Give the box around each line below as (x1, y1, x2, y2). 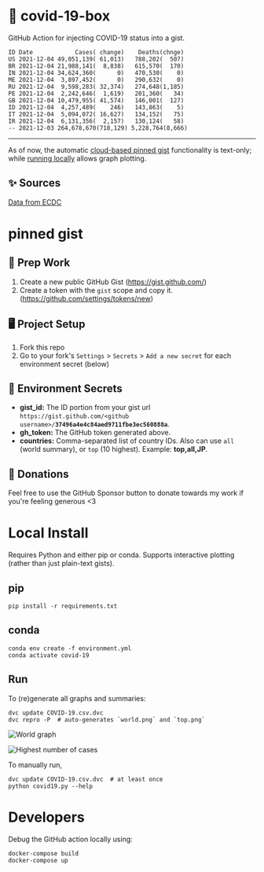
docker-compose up (8, 856, 68, 864)
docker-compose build (8, 849, 79, 857)
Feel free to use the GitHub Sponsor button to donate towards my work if (8, 488, 244, 498)
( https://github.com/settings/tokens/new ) (19, 294, 154, 303)
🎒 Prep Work (8, 256, 71, 270)
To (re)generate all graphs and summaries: (8, 693, 146, 703)
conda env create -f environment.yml (8, 645, 132, 652)
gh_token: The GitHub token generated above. (19, 428, 171, 438)
